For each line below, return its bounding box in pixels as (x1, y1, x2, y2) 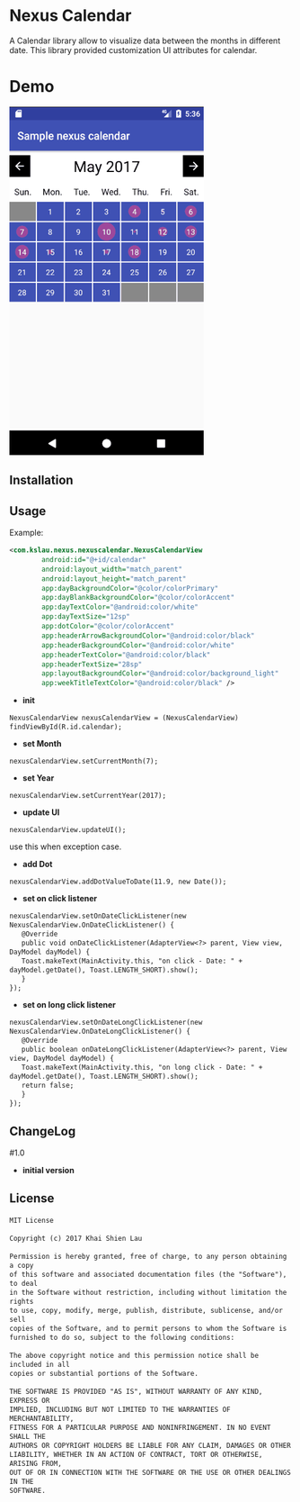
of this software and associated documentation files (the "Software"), (9, 1270, 287, 1279)
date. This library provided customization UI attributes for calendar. (9, 44, 258, 55)
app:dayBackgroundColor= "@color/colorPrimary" (41, 584, 219, 593)
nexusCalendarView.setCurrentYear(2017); (9, 792, 167, 801)
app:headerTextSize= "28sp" (41, 659, 143, 669)
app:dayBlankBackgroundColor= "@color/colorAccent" (41, 593, 235, 602)
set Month (22, 738, 62, 749)
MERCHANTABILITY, (9, 1414, 75, 1423)
